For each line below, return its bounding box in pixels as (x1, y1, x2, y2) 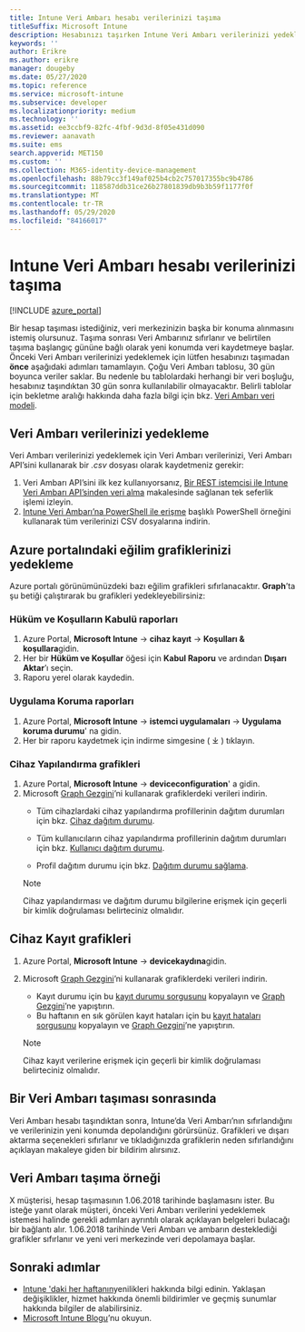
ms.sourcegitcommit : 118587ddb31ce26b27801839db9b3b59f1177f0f (9, 183, 254, 192)
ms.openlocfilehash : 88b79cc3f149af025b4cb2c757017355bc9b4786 (9, 174, 254, 183)
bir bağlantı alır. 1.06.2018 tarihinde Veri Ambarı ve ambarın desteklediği (9, 1224, 278, 1235)
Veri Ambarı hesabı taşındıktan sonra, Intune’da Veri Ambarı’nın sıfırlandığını (9, 1115, 293, 1126)
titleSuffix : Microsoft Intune (9, 22, 128, 31)
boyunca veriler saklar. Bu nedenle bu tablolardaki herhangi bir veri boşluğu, (9, 370, 295, 382)
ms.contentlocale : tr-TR (9, 199, 103, 209)
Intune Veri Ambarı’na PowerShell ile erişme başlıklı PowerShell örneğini (22, 506, 291, 517)
